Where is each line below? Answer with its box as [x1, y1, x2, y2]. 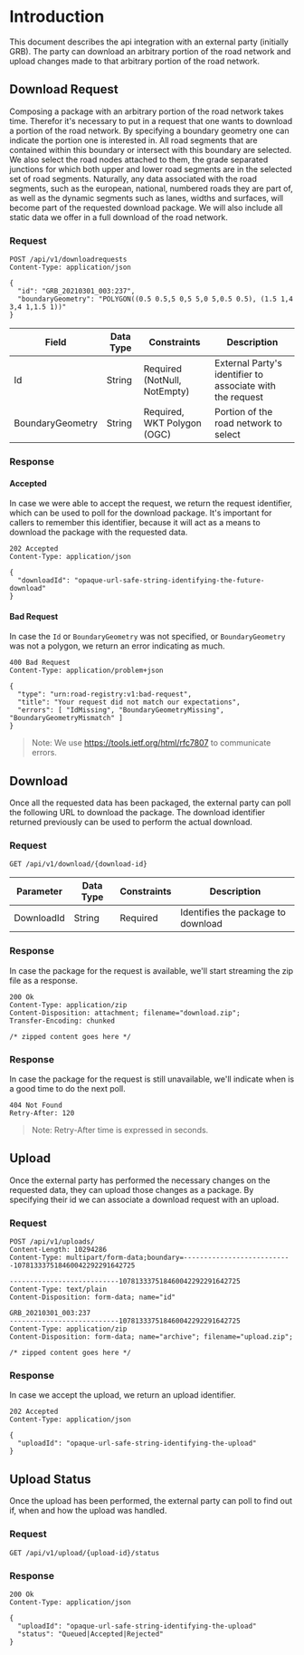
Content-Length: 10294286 [9, 1246, 107, 1255]
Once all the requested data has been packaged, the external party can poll [9, 797, 291, 808]
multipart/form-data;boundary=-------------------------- [66, 1253, 290, 1263]
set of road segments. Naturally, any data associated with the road [9, 173, 258, 184]
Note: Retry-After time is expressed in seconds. [31, 1125, 209, 1136]
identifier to [214, 369, 264, 381]
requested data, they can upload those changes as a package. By [9, 1184, 254, 1195]
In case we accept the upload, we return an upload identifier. [9, 1390, 236, 1400]
